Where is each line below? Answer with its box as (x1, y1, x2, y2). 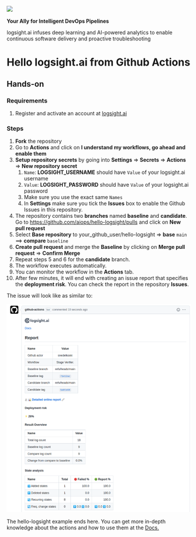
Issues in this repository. (23, 206, 83, 213)
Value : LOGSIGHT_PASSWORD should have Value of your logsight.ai (23, 182, 189, 189)
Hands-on (6, 79, 44, 89)
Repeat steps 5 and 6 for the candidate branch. (15, 256, 130, 263)
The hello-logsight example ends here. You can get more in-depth (6, 518, 166, 525)
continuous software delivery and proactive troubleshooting (6, 35, 151, 42)
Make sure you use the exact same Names (23, 194, 123, 201)
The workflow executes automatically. (15, 262, 107, 269)
